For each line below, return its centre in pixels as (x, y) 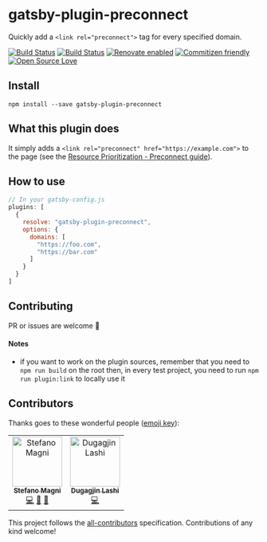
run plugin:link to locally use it (73, 378)
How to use (37, 181)
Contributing (41, 306)
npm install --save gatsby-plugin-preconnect (85, 104)
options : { (41, 229)
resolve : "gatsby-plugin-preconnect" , (87, 222)
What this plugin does (64, 129)
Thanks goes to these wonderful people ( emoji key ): (94, 423)
